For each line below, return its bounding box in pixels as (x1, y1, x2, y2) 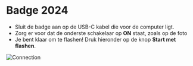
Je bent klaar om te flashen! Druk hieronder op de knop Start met (14, 36, 176, 43)
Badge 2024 (6, 4, 69, 17)
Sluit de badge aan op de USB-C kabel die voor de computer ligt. (14, 23, 175, 30)
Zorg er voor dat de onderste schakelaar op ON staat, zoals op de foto (14, 29, 188, 36)
